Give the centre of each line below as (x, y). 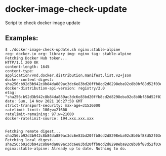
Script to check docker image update (43, 23)
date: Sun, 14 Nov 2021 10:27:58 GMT (44, 101)
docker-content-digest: (30, 80)
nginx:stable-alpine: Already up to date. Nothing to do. (66, 149)
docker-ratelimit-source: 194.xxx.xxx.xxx (49, 118)
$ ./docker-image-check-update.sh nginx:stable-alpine (63, 49)
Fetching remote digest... (33, 131)
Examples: (22, 38)
